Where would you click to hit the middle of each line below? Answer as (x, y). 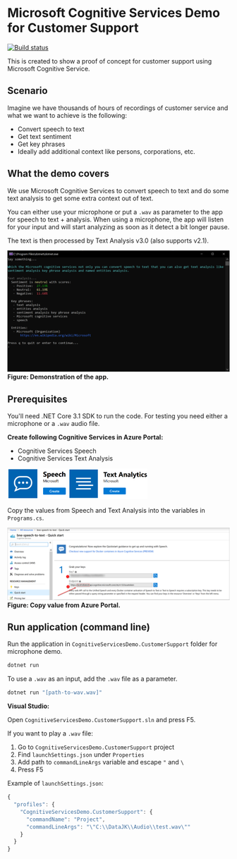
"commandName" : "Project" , (66, 820)
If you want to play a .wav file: (50, 733)
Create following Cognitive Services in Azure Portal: (85, 437)
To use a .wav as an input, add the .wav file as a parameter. (92, 679)
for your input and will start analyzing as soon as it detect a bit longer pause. (119, 226)
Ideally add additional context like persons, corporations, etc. (106, 151)
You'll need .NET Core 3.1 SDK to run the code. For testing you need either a (117, 416)
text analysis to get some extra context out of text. (80, 198)
